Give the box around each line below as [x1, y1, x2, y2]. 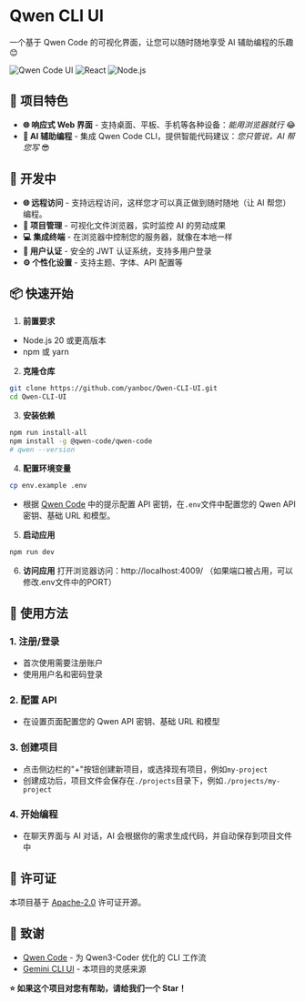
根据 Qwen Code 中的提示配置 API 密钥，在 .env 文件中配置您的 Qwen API [22, 498, 296, 510]
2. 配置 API [9, 693, 57, 706]
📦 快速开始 [9, 286, 75, 301]
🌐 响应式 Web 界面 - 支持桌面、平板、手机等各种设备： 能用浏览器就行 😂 [22, 119, 296, 130]
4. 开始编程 [9, 807, 58, 820]
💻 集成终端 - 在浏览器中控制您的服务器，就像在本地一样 [22, 231, 233, 242]
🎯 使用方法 [9, 605, 68, 621]
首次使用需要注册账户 [22, 657, 103, 669]
